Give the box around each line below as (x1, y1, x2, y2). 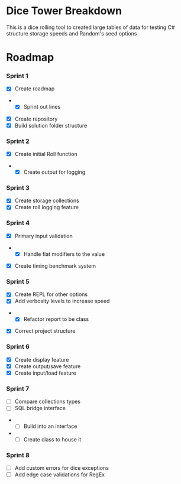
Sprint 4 (6, 219, 30, 227)
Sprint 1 (6, 72, 28, 80)
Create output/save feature (14, 362, 81, 370)
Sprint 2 (6, 137, 30, 145)
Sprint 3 (6, 184, 30, 192)
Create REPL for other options (14, 291, 88, 298)
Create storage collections (14, 197, 80, 204)
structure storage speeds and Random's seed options (6, 30, 137, 37)
